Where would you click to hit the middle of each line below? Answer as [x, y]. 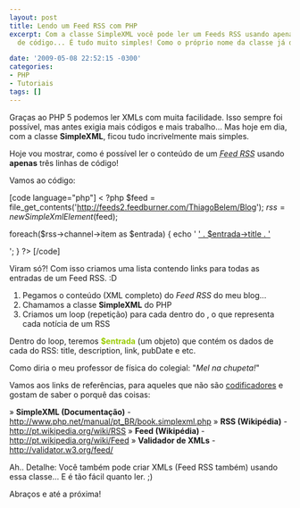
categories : [31, 67]
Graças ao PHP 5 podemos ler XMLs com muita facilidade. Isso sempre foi [146, 117]
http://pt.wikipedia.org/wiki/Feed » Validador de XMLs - [112, 440]
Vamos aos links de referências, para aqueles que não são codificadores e [146, 385]
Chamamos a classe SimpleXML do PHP [97, 304]
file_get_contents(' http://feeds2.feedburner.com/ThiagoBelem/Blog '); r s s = [147, 207]
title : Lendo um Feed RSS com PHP [74, 26]
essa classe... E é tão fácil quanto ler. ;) [81, 476]
